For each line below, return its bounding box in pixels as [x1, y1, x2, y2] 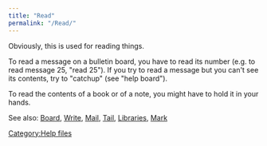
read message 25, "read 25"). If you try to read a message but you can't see [8, 65, 259, 74]
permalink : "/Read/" [8, 19, 77, 27]
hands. [8, 97, 31, 107]
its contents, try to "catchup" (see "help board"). [8, 73, 168, 83]
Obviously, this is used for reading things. [8, 41, 145, 50]
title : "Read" [8, 11, 56, 20]
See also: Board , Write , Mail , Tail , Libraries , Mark [8, 112, 168, 122]
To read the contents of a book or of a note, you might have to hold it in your [8, 89, 259, 98]
